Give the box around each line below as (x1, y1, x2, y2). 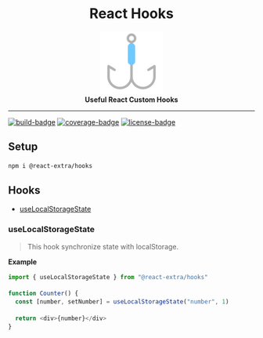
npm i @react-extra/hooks (8, 162, 92, 169)
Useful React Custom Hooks (85, 95, 178, 104)
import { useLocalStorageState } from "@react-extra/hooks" (8, 273, 209, 281)
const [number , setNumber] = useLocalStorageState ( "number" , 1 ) (15, 298, 229, 306)
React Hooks (89, 5, 174, 23)
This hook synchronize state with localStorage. (27, 242, 179, 251)
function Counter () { (8, 289, 79, 298)
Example (8, 256, 38, 267)
